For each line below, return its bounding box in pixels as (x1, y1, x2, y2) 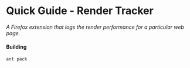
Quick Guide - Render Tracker (6, 4, 154, 18)
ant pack (6, 56, 28, 62)
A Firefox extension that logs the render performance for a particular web (6, 23, 185, 30)
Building (6, 43, 27, 50)
